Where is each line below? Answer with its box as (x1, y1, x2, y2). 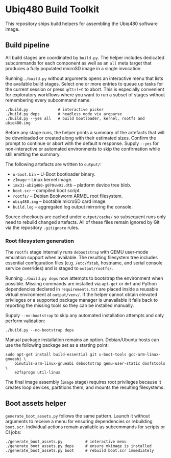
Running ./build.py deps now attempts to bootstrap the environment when (5, 275, 163, 281)
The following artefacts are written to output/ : (5, 161, 102, 167)
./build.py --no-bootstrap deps (5, 328, 74, 333)
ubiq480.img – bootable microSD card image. (12, 198, 107, 204)
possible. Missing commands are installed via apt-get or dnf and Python (5, 281, 157, 287)
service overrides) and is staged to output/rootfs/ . (5, 265, 113, 272)
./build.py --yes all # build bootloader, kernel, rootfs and (5, 116, 145, 121)
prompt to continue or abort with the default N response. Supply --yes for (5, 140, 159, 147)
